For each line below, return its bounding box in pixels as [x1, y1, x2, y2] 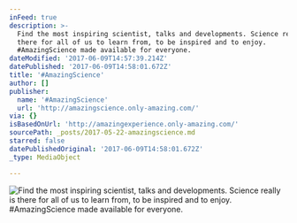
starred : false [9, 136, 65, 145]
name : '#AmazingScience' [17, 95, 109, 104]
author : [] [9, 79, 49, 88]
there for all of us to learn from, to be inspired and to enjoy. [17, 37, 267, 47]
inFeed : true [9, 12, 57, 22]
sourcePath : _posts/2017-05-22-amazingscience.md [9, 128, 196, 137]
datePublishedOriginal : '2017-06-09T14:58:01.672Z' [9, 144, 203, 153]
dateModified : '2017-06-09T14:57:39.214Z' [9, 54, 168, 63]
